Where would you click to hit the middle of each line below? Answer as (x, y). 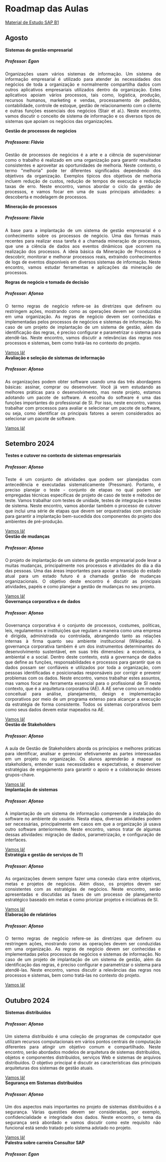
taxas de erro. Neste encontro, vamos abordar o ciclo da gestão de (83, 186)
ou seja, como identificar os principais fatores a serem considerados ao (83, 413)
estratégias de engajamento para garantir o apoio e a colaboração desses (83, 770)
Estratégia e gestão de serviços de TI (44, 855)
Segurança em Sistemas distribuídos (44, 1083)
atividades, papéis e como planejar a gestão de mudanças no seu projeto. (80, 587)
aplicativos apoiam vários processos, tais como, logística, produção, (83, 95)
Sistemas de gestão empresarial (39, 50)
